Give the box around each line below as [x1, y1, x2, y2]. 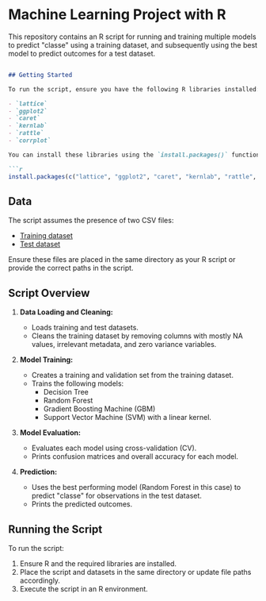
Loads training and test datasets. [31, 323, 139, 333]
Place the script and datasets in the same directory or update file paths [19, 568, 252, 576]
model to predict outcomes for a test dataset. [8, 48, 156, 58]
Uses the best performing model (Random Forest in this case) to [31, 483, 241, 492]
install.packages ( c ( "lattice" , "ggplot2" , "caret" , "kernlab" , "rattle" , [8, 172, 257, 180]
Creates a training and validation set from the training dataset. [31, 371, 234, 380]
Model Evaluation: [19, 428, 82, 437]
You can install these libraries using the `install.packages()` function [8, 151, 260, 159]
